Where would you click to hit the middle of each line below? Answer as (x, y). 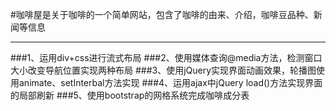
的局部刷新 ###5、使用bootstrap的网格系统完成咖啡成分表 (130, 95)
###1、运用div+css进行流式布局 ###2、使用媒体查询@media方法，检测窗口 (166, 57)
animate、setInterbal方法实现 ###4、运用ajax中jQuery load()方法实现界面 (170, 82)
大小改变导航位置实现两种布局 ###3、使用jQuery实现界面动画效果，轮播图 (163, 70)
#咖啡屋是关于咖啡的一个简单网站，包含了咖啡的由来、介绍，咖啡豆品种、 (162, 14)
